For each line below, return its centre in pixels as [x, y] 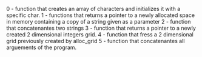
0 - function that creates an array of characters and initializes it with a [93, 9]
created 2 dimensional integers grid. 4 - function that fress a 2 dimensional [100, 35]
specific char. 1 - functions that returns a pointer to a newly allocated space [101, 15]
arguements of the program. [42, 47]
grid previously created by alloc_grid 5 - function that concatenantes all [96, 41]
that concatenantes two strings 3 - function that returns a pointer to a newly [101, 28]
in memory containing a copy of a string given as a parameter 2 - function [99, 22]
